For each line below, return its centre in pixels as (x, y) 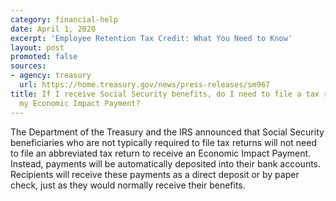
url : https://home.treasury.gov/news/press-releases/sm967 (145, 85)
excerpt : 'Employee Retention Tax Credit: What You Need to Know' (151, 38)
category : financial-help (64, 19)
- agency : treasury (51, 76)
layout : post (37, 47)
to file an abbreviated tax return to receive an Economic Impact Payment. (161, 153)
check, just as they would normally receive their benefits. (128, 185)
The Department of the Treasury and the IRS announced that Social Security (167, 132)
